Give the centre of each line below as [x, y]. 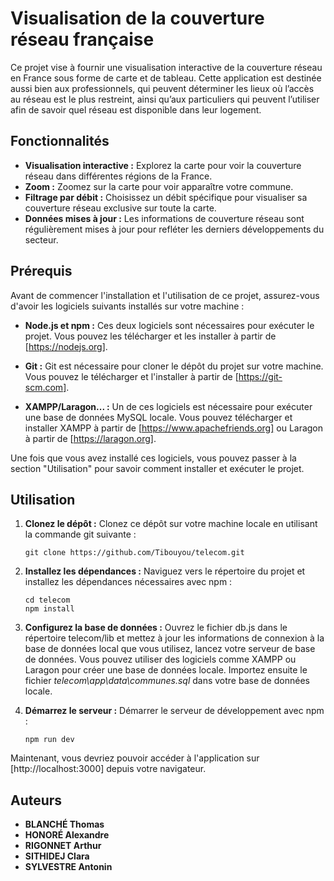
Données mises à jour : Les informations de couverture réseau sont [164, 218]
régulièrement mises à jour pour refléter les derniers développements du [174, 229]
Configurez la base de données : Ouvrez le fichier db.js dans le [156, 628]
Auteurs [36, 800]
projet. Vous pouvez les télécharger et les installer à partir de [150, 336]
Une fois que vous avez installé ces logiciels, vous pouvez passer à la [153, 458]
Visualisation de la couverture [137, 18]
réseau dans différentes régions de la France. [118, 176]
